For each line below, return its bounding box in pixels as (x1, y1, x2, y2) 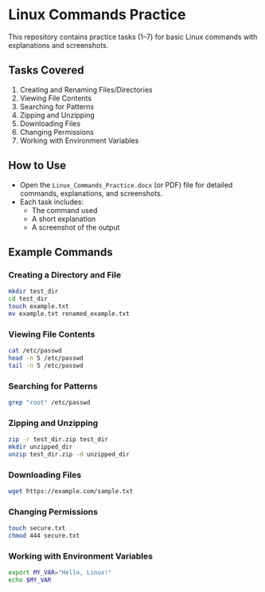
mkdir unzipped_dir (8, 443, 73, 452)
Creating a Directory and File (8, 269, 122, 280)
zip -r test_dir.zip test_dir (8, 436, 109, 444)
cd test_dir (8, 295, 48, 303)
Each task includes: (19, 197, 84, 207)
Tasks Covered (8, 64, 84, 77)
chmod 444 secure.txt (8, 532, 80, 540)
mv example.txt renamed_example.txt (8, 310, 130, 318)
